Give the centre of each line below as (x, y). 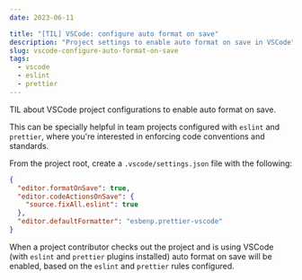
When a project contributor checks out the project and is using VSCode (142, 247)
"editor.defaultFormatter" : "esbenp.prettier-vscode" (120, 222)
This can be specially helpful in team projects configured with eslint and (145, 127)
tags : (19, 59)
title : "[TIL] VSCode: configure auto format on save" (114, 34)
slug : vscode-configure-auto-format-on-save (94, 50)
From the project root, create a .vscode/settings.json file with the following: (151, 163)
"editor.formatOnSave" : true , (74, 188)
